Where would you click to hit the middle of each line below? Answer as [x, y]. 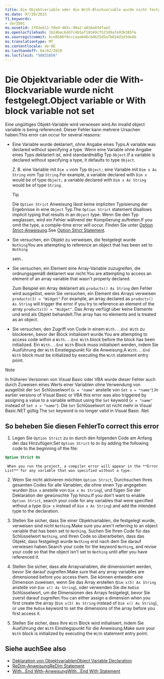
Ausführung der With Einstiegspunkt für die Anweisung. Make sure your [83, 628]
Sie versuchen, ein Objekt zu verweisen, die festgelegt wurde [74, 240]
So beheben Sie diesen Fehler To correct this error [82, 426]
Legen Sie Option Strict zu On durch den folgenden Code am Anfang [82, 438]
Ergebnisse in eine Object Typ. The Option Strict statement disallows [82, 210]
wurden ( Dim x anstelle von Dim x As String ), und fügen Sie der [76, 490]
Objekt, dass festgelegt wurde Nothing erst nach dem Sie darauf [77, 541]
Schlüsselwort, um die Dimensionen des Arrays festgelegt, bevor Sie [81, 593]
